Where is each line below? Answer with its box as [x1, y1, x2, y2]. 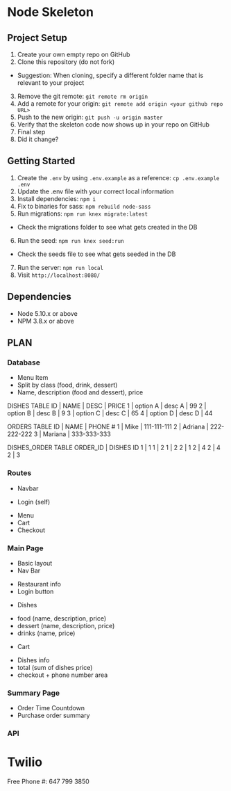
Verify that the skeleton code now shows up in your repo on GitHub [17, 120, 210, 129]
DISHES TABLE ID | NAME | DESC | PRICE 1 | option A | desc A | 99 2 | [7, 401, 207, 410]
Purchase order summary [17, 711, 90, 720]
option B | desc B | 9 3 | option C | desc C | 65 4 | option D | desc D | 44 [7, 409, 213, 417]
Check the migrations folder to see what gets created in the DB [17, 223, 198, 231]
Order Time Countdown [17, 704, 85, 712]
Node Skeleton [7, 4, 94, 20]
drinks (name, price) [17, 629, 76, 637]
